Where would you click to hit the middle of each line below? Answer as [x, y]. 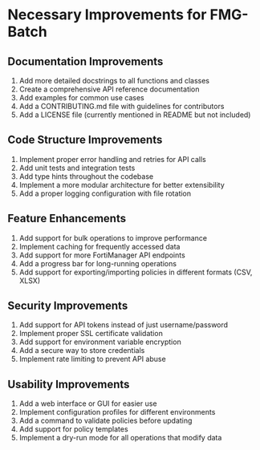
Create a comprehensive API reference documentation [109, 89]
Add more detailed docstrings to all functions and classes [114, 81]
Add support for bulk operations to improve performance [113, 237]
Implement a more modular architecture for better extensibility [122, 184]
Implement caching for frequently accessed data [100, 246]
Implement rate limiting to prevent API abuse [92, 359]
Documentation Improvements [85, 61]
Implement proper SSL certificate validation [91, 334]
